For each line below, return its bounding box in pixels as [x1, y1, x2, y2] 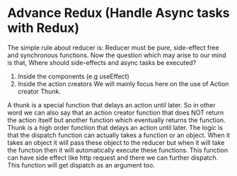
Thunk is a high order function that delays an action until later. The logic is [7, 123, 223, 131]
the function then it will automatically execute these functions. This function [7, 146, 229, 154]
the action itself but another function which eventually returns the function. [7, 115, 226, 124]
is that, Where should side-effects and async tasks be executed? [7, 58, 197, 66]
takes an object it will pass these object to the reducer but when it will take [7, 138, 225, 146]
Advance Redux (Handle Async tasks [7, 5, 230, 21]
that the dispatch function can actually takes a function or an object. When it [7, 131, 231, 139]
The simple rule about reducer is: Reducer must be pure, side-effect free [7, 43, 219, 52]
